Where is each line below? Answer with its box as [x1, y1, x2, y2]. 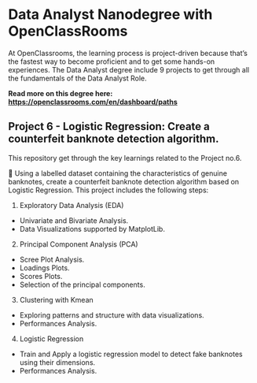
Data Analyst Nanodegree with [8, 6, 213, 24]
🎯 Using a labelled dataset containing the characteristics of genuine [8, 168, 228, 178]
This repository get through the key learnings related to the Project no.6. [8, 153, 242, 162]
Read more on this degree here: [8, 88, 113, 98]
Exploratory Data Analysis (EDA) [19, 200, 124, 210]
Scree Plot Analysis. [19, 255, 85, 264]
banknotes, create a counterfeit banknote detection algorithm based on [8, 177, 240, 186]
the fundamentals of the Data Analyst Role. [8, 73, 147, 83]
